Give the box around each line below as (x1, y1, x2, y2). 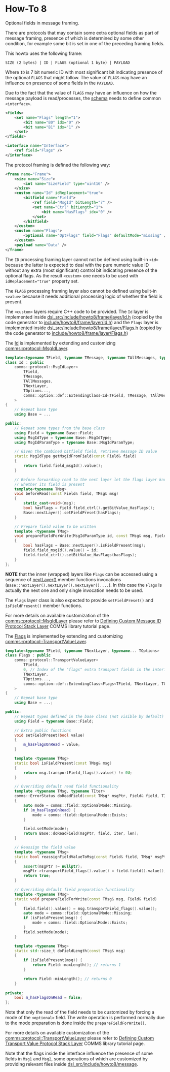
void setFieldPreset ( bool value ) (14, 733, 85, 738)
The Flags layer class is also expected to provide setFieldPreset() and (5, 597, 153, 603)
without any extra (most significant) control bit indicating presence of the (5, 267, 158, 273)
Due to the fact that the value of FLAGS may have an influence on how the (5, 89, 157, 96)
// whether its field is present (14, 482, 85, 487)
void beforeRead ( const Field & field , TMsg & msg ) (14, 491, 119, 496)
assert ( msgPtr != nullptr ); (23, 864, 82, 869)
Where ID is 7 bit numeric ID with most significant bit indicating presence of (5, 69, 163, 75)
